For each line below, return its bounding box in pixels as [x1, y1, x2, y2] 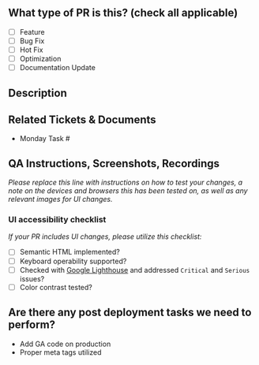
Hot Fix [19, 45, 43, 54]
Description [8, 86, 67, 99]
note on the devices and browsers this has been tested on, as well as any [8, 186, 248, 196]
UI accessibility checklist [8, 214, 107, 225]
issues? [19, 274, 45, 283]
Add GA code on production [19, 339, 111, 348]
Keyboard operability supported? [19, 256, 127, 266]
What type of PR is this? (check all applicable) [8, 6, 238, 20]
